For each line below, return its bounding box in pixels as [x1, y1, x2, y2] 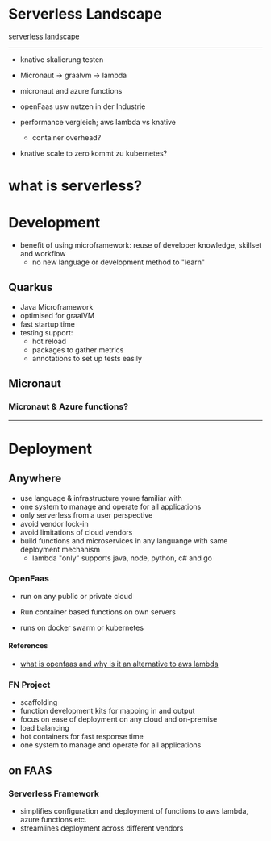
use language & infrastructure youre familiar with [19, 493, 183, 502]
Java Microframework [19, 302, 94, 311]
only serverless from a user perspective [19, 510, 153, 520]
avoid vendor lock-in [19, 518, 89, 528]
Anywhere [8, 472, 62, 485]
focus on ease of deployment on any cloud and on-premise [19, 714, 218, 724]
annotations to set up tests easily [31, 353, 143, 363]
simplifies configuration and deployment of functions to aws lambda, [19, 806, 248, 816]
